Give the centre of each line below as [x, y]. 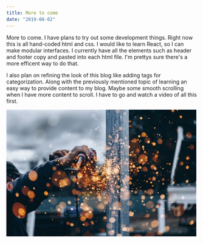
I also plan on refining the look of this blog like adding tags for [84, 75]
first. [12, 101]
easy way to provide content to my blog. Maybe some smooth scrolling [95, 88]
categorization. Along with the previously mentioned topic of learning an [97, 82]
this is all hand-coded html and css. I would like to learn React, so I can [95, 44]
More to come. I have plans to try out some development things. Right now [100, 37]
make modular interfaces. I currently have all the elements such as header [99, 50]
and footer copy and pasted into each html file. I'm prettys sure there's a [97, 57]
